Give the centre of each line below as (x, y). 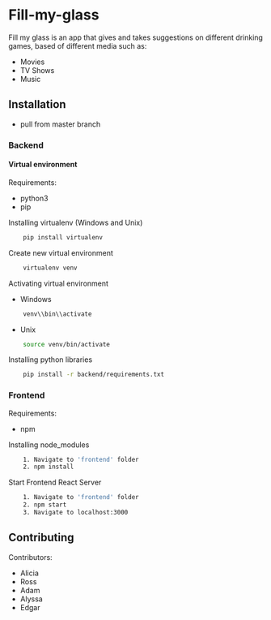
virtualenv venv (51, 268)
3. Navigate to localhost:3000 (76, 513)
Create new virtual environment (61, 252)
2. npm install (49, 467)
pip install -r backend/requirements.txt (93, 375)
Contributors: (30, 557)
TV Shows (37, 70)
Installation (37, 104)
